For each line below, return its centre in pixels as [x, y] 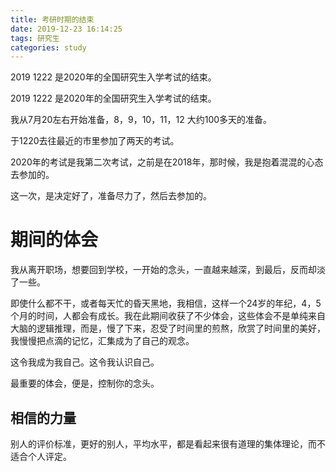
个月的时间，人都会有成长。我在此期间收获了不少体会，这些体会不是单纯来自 [168, 316]
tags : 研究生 [35, 38]
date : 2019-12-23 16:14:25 [66, 29]
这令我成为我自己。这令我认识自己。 [85, 362]
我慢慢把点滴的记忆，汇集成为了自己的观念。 [102, 341]
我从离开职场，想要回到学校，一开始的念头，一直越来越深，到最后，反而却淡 [168, 270]
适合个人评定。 [41, 456]
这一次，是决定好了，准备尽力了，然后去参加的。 [111, 196]
